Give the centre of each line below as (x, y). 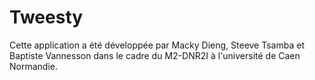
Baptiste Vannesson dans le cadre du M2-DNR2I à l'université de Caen (155, 55)
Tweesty (46, 17)
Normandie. (33, 66)
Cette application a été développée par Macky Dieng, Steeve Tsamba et (157, 45)
